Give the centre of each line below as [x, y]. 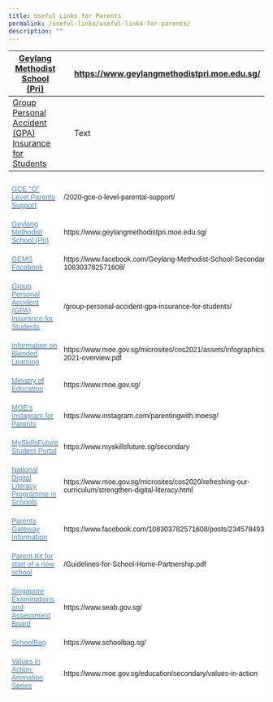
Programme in [34, 494]
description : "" [36, 31]
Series [22, 686]
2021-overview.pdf [93, 358]
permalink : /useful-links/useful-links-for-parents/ [100, 24]
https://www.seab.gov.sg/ [103, 608]
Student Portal [34, 451]
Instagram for [33, 416]
